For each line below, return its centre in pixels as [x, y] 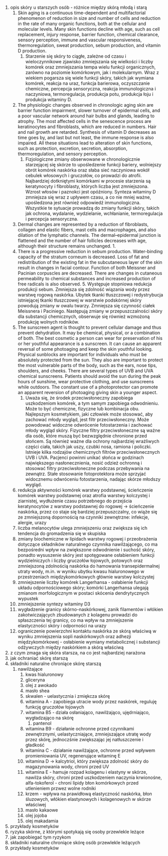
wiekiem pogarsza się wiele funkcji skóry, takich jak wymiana [90, 78]
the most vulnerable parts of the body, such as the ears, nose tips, [87, 365]
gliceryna [35, 680]
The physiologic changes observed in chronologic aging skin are [86, 105]
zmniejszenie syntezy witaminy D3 [54, 604]
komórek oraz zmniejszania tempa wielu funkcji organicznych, [91, 67]
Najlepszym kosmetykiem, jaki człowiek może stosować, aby [89, 414]
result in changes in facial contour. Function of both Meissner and [87, 268]
